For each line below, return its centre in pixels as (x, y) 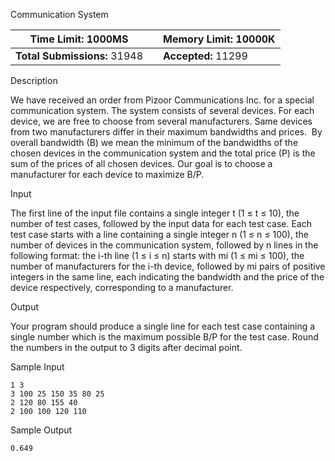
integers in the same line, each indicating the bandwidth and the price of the (167, 277)
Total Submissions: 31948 (79, 56)
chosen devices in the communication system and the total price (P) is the (163, 153)
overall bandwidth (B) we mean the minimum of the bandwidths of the (154, 142)
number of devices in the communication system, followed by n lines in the (164, 245)
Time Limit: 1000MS (79, 39)
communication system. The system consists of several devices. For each (162, 110)
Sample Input (37, 367)
